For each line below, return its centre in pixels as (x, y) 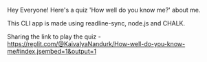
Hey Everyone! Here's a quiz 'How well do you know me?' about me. (104, 10)
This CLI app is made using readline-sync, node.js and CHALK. (96, 23)
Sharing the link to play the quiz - (54, 37)
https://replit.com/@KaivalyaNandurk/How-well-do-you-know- (96, 44)
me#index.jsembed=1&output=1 (52, 51)
